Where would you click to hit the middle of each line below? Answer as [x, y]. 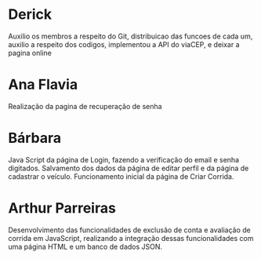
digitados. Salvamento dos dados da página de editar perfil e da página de [129, 168]
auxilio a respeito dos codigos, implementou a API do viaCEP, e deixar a [124, 44]
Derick [30, 15]
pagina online [30, 53]
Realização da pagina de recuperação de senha [85, 106]
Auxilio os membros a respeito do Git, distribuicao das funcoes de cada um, [130, 36]
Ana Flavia [43, 85]
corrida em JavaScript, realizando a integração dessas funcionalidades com [131, 238]
